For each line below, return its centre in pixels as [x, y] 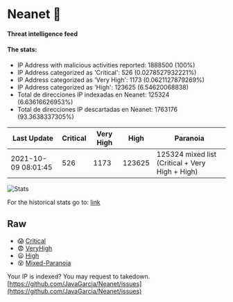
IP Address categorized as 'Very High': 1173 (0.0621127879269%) [111, 80]
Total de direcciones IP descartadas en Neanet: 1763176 [97, 109]
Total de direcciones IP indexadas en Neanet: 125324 [93, 94]
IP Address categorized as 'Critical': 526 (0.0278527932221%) [107, 72]
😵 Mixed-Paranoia [44, 262]
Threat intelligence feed [43, 33]
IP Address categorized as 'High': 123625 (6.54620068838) [103, 87]
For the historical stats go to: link [54, 202]
